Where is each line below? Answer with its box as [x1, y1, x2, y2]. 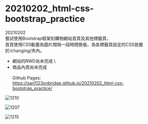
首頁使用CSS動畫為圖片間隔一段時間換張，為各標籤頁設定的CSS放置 [5, 41, 144, 47]
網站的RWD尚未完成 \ [12, 58, 56, 64]
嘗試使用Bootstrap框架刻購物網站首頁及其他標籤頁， [5, 35, 112, 41]
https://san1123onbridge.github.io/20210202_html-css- [12, 80, 124, 86]
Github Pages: [12, 74, 41, 81]
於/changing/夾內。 [5, 48, 45, 53]
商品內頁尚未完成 [12, 64, 47, 70]
